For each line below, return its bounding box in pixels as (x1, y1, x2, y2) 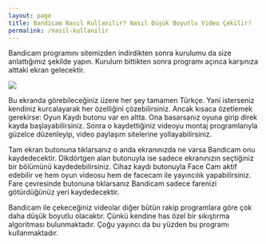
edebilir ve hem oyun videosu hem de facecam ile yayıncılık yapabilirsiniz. (8, 171, 252, 180)
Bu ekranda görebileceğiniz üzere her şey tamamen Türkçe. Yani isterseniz (8, 96, 255, 105)
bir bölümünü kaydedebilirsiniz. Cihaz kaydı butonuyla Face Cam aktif (8, 162, 237, 171)
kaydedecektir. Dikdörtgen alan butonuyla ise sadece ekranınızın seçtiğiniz (8, 153, 254, 163)
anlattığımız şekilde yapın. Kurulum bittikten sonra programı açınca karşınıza (8, 57, 259, 66)
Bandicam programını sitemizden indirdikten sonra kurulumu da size (8, 49, 232, 58)
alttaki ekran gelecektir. (8, 65, 85, 75)
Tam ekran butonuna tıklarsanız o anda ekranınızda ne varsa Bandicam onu (8, 145, 256, 155)
